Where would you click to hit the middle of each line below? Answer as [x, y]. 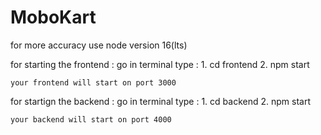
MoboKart [53, 17]
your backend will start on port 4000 [91, 119]
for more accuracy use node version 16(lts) [99, 45]
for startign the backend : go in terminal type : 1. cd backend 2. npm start [161, 101]
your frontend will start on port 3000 [93, 82]
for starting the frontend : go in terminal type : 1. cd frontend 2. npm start [160, 64]
